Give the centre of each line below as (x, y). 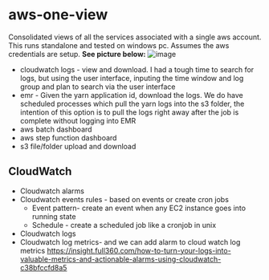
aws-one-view (58, 15)
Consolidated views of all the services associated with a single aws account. (135, 37)
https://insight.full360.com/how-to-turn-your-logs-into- (139, 250)
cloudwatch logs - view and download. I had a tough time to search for (137, 69)
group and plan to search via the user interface (98, 87)
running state (54, 216)
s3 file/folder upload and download (78, 146)
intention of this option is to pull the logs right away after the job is (129, 112)
